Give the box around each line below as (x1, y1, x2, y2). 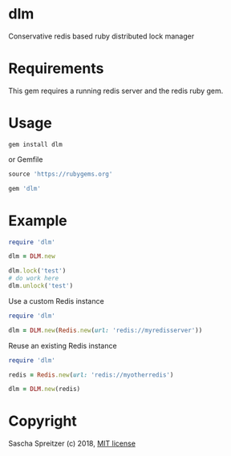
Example (8, 212, 67, 229)
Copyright (8, 412, 78, 430)
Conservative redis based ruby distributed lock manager (8, 31, 195, 41)
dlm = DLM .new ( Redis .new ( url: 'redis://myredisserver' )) (8, 326, 203, 334)
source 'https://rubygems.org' (8, 170, 113, 178)
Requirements (8, 59, 104, 78)
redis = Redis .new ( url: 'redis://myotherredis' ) (8, 370, 174, 379)
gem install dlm (8, 140, 63, 148)
